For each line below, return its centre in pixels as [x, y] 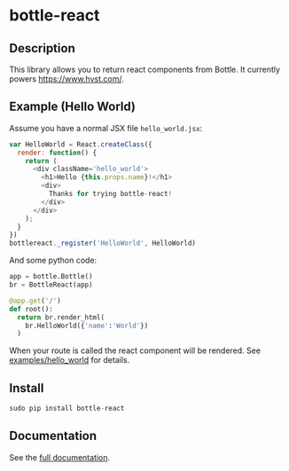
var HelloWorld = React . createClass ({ [81, 144]
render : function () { [57, 153]
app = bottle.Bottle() [51, 277]
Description [42, 48]
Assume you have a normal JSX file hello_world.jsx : [106, 128]
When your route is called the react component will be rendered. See [135, 350]
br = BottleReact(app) [51, 285]
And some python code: [53, 260]
